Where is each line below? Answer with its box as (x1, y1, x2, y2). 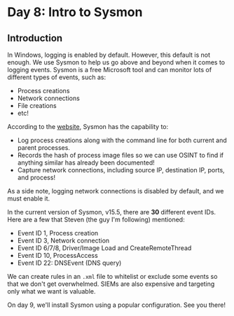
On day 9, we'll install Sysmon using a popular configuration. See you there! (7, 301, 226, 309)
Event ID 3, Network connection (17, 236, 110, 245)
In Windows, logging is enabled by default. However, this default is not (7, 50, 211, 59)
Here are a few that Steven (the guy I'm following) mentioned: (7, 215, 185, 224)
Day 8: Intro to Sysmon (7, 4, 143, 20)
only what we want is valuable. (7, 287, 96, 295)
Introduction (7, 32, 63, 44)
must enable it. (7, 194, 50, 202)
